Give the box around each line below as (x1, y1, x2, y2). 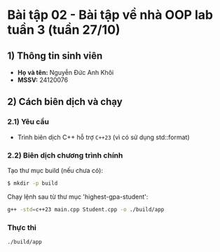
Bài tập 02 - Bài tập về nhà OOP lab (7, 7, 214, 23)
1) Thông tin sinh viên (7, 50, 103, 62)
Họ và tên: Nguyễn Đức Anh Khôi (17, 69, 114, 76)
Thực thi (7, 223, 37, 232)
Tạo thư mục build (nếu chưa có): (7, 166, 104, 174)
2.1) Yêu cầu (7, 117, 49, 127)
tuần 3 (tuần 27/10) (7, 22, 121, 38)
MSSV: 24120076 (17, 76, 69, 84)
